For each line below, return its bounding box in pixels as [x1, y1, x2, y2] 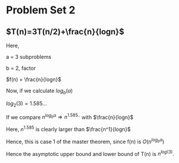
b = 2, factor [6, 65, 36, 72]
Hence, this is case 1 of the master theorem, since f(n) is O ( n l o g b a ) [6, 137, 164, 145]
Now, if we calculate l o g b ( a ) [6, 87, 73, 95]
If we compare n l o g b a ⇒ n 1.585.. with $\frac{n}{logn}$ [6, 112, 134, 121]
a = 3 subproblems [6, 54, 51, 60]
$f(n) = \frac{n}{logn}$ [6, 76, 61, 83]
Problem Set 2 [6, 3, 76, 17]
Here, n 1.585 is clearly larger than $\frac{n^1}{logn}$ [6, 125, 131, 133]
